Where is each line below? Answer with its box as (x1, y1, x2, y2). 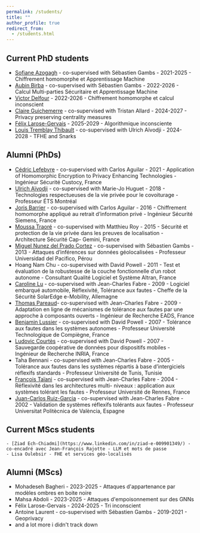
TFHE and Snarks (33, 132, 76, 139)
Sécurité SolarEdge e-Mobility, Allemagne (14, 293, 118, 300)
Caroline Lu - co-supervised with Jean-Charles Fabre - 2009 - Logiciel (14, 280, 190, 287)
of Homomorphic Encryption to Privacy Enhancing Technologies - (14, 172, 177, 179)
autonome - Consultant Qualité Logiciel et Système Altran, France (14, 273, 177, 281)
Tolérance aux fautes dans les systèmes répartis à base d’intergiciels (14, 363, 185, 370)
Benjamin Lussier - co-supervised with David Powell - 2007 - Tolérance (14, 318, 191, 325)
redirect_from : (6, 25, 44, 32)
